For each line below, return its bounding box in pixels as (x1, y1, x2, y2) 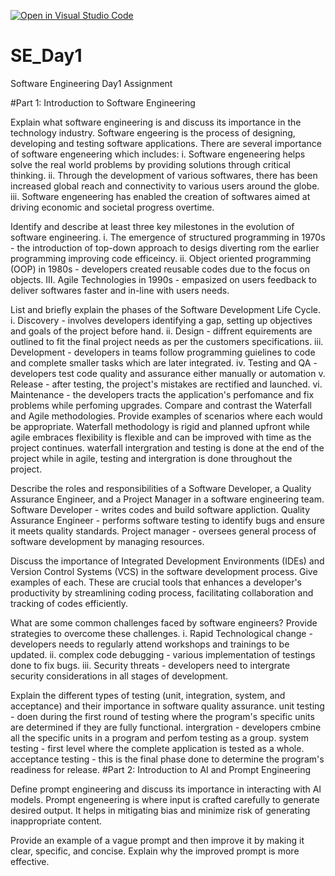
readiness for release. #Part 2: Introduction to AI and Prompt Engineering (10, 763, 312, 775)
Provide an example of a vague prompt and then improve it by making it (10, 834, 305, 846)
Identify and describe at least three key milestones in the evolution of (10, 220, 295, 232)
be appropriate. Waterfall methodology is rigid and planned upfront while (10, 420, 310, 432)
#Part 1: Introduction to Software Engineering (10, 96, 196, 109)
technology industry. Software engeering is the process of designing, (10, 126, 296, 139)
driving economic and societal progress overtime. (10, 201, 215, 213)
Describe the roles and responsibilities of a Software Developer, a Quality (10, 482, 312, 494)
